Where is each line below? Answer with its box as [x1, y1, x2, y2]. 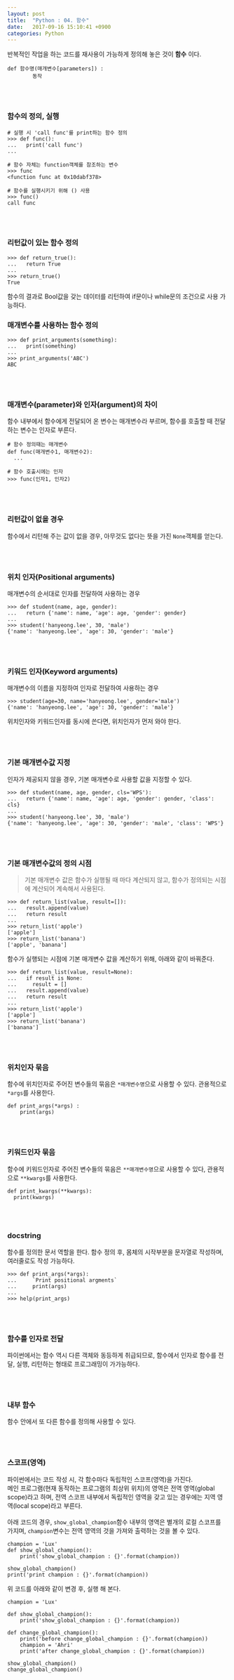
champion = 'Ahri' [20, 1641, 74, 1648]
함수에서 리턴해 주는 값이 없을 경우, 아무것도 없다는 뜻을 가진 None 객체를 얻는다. [7, 532, 223, 540]
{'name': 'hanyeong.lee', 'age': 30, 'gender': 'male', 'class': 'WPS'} [7, 820, 224, 827]
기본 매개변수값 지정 [7, 758, 71, 768]
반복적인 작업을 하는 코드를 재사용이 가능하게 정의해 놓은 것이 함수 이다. [7, 50, 202, 58]
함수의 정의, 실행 [7, 112, 60, 122]
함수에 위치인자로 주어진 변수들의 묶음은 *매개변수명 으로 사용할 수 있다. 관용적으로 [7, 1079, 227, 1089]
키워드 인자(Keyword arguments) [7, 667, 118, 676]
